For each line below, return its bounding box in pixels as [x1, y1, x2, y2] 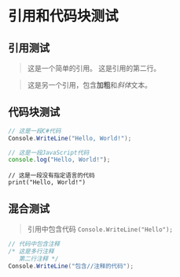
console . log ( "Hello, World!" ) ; [8, 155, 111, 164]
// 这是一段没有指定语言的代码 [8, 171, 96, 180]
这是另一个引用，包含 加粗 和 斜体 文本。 [27, 80, 152, 89]
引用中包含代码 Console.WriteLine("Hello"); [27, 224, 174, 234]
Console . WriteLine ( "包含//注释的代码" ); [8, 262, 134, 270]
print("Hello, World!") [8, 178, 86, 186]
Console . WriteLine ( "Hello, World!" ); [8, 134, 132, 142]
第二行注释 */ [18, 254, 59, 263]
